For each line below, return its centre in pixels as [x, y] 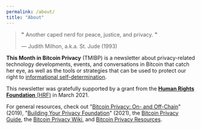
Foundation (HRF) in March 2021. [48, 95]
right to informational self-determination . [57, 77]
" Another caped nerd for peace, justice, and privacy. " [89, 34]
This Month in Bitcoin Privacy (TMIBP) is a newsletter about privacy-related [101, 58]
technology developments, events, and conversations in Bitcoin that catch [98, 64]
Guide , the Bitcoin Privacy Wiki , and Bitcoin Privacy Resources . [84, 119]
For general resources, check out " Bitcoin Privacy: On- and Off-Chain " [94, 106]
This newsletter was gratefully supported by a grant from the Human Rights [100, 88]
